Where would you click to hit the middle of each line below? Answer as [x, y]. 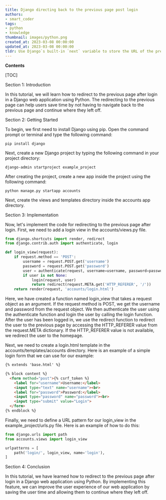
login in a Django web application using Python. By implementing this [75, 482]
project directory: [23, 158]
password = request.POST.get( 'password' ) [66, 266]
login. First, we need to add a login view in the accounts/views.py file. [76, 230]
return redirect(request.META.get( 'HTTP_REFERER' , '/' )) [91, 285]
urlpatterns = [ [22, 448]
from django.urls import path [36, 435]
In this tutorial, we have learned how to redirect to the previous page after [80, 476]
